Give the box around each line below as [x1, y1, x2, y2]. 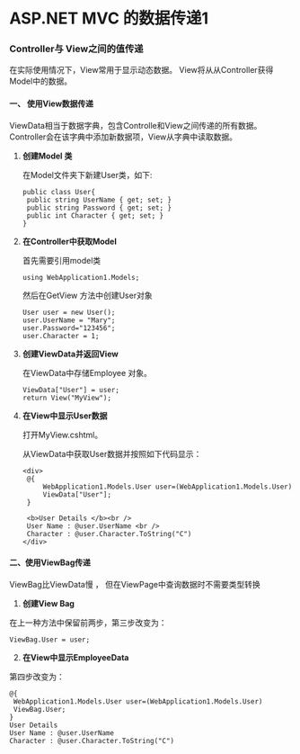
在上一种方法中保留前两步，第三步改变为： [9, 617, 167, 628]
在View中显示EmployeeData [22, 651, 129, 662]
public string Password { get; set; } [26, 203, 172, 212]
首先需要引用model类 [22, 255, 101, 265]
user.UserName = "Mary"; [22, 316, 116, 325]
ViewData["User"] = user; [22, 385, 119, 394]
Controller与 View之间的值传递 [9, 42, 144, 55]
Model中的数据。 [9, 76, 73, 86]
